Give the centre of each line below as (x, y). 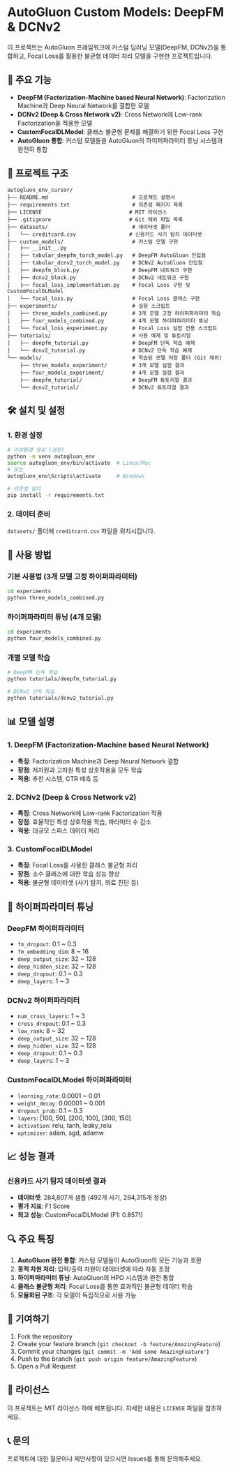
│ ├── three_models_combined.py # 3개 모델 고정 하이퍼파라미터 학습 (114, 313)
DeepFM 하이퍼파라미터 (46, 928)
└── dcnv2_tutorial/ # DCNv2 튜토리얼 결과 (105, 387)
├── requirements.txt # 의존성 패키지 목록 (95, 204)
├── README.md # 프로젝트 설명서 (91, 197)
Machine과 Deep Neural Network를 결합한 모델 (83, 105)
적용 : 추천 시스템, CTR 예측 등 (58, 778)
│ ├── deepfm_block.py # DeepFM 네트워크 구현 (100, 270)
